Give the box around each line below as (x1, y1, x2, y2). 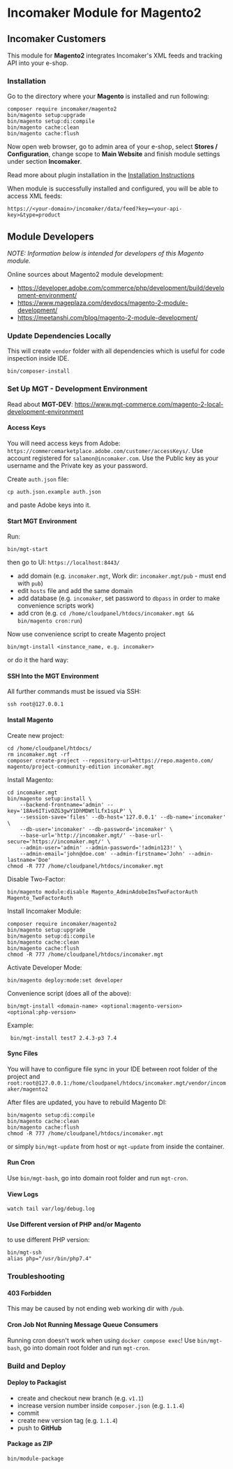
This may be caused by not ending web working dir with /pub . (7, 1304, 185, 1313)
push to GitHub (17, 1423, 62, 1432)
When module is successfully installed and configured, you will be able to (7, 184, 218, 193)
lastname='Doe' (7, 856, 52, 863)
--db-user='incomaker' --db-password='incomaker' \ (20, 826, 173, 833)
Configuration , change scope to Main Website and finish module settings (7, 150, 220, 158)
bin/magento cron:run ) (17, 616, 83, 625)
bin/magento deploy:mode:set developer (7, 977, 123, 984)
